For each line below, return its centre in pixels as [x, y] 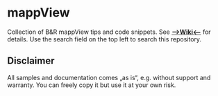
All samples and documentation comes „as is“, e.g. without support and [109, 77]
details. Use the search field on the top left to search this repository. [104, 39]
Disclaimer [31, 61]
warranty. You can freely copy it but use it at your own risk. [92, 85]
